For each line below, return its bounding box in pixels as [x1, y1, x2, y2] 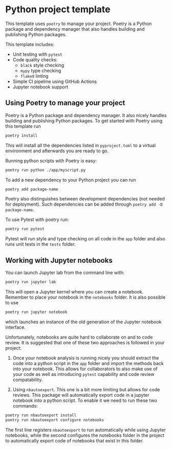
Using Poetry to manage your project [5, 99, 125, 107]
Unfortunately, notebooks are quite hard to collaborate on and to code [5, 334, 153, 340]
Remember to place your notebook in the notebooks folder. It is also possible [5, 294, 166, 300]
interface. [5, 324, 26, 330]
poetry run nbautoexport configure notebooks [5, 417, 104, 422]
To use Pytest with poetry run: [5, 216, 69, 223]
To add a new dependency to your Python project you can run [5, 176, 136, 183]
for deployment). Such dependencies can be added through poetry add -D [5, 201, 163, 208]
